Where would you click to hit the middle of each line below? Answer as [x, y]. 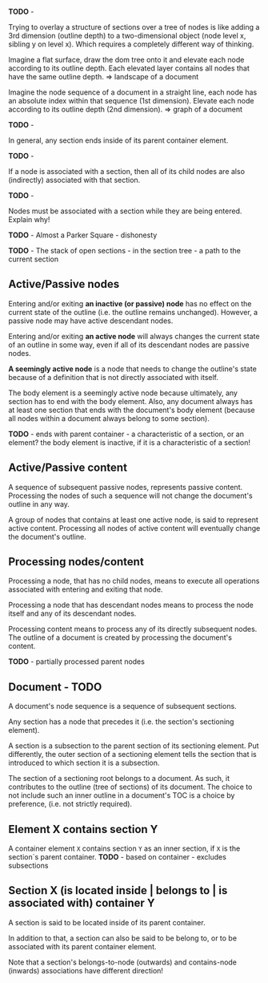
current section [33, 259]
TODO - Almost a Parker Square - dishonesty [83, 235]
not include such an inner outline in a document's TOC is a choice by [122, 795]
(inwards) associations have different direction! [86, 970]
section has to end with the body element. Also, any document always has [131, 401]
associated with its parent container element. [82, 946]
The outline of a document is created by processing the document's [120, 637]
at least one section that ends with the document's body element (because [132, 410]
